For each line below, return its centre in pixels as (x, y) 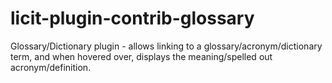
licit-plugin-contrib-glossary (132, 18)
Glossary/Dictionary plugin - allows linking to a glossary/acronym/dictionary (166, 46)
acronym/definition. (51, 67)
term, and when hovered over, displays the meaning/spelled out (141, 56)
